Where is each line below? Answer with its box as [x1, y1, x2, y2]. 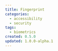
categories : [5, 12, 29, 17]
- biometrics [9, 30, 36, 34]
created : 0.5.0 [5, 34, 36, 39]
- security [9, 20, 32, 26]
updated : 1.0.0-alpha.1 [5, 39, 54, 44]
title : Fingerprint [5, 7, 45, 12]
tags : [5, 25, 16, 30]
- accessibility [9, 16, 42, 21]
